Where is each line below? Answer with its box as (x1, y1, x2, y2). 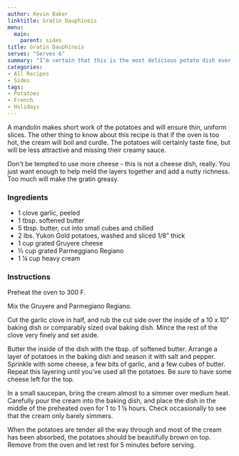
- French (7, 97, 34, 104)
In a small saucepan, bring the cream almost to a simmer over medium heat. (7, 389, 230, 397)
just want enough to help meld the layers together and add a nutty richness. (7, 167, 230, 176)
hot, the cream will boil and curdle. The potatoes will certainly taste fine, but (7, 138, 230, 146)
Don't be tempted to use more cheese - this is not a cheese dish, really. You (7, 159, 230, 168)
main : (14, 30, 31, 38)
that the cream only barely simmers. (7, 412, 113, 420)
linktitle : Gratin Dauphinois (7, 17, 98, 24)
